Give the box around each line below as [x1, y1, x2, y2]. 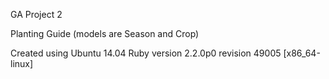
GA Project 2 [10, 9, 63, 20]
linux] [10, 58, 34, 69]
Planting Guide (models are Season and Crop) [10, 28, 200, 39]
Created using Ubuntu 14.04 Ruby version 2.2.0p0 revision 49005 [10, 47, 282, 59]
